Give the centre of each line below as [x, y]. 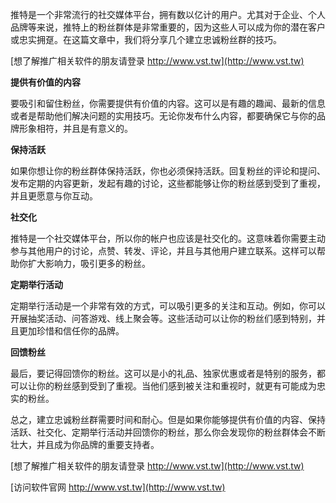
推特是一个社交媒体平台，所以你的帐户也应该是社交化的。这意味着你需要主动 [168, 238]
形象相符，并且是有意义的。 [75, 128]
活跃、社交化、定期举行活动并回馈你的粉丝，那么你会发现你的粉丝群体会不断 [168, 432]
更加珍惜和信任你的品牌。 [71, 331]
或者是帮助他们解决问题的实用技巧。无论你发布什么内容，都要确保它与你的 [163, 116]
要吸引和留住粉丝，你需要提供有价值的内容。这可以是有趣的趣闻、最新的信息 [168, 103]
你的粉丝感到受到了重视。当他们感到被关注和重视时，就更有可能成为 [176, 386]
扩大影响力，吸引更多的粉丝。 [89, 263]
